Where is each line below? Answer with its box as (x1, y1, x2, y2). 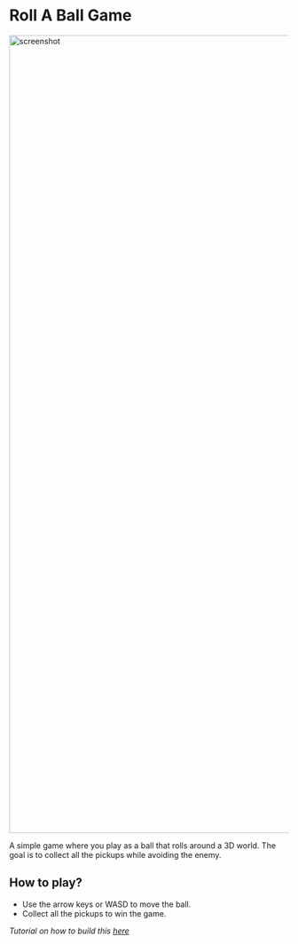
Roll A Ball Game (9, 5, 132, 26)
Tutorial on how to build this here (9, 925, 130, 936)
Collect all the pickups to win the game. (21, 908, 167, 918)
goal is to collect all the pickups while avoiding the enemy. (9, 849, 222, 860)
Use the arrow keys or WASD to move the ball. (21, 899, 192, 909)
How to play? (9, 875, 82, 891)
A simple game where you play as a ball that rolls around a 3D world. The (9, 839, 277, 851)
